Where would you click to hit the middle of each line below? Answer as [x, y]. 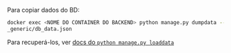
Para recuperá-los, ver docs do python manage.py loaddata [90, 42]
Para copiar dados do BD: [44, 10]
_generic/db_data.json [40, 29]
